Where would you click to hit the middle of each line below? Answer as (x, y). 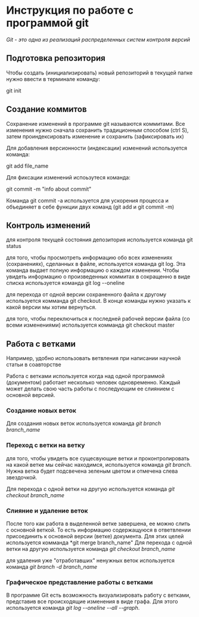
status (14, 246)
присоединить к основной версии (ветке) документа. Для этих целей (95, 537)
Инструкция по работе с (70, 10)
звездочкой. (22, 477)
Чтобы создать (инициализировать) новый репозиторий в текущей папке (99, 73)
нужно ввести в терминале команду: (53, 79)
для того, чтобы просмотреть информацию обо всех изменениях (89, 258)
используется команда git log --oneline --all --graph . (73, 608)
